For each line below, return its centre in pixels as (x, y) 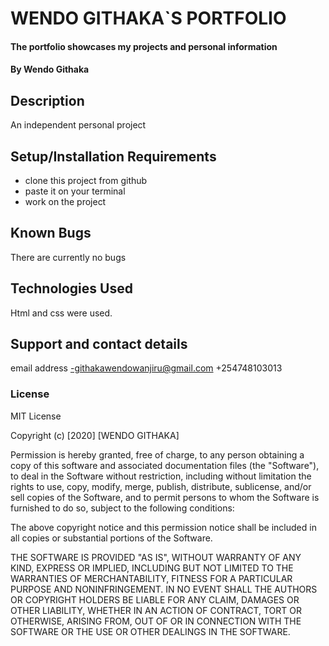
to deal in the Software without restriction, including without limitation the (161, 476)
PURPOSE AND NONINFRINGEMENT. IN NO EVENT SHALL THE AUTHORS (164, 589)
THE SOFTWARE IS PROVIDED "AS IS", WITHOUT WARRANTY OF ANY (156, 557)
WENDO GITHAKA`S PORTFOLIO (148, 18)
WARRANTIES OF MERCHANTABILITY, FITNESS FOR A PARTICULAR (151, 578)
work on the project (65, 201)
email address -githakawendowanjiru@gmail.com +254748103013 (146, 368)
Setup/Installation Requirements (113, 156)
